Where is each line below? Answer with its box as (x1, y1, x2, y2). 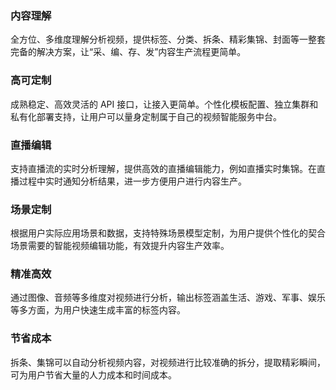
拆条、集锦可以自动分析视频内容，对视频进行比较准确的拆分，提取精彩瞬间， (10, 356, 326, 368)
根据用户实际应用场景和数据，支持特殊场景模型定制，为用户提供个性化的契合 (10, 227, 326, 239)
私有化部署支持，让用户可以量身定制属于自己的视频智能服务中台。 (10, 110, 282, 122)
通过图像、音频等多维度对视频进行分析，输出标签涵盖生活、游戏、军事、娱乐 (10, 292, 326, 304)
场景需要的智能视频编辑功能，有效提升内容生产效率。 (10, 240, 230, 252)
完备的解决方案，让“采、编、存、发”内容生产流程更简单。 (10, 46, 247, 58)
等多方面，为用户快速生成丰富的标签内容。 (10, 304, 186, 316)
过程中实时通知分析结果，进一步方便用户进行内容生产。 (18, 175, 247, 187)
